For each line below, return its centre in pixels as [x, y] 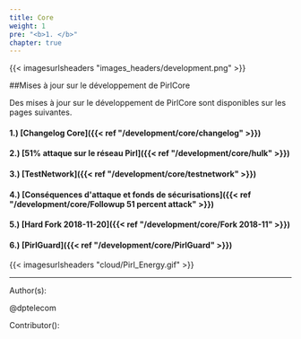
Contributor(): [34, 326]
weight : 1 [28, 26]
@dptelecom [33, 308]
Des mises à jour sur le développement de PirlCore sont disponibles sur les [148, 103]
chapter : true [36, 43]
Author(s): [28, 291]
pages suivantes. [41, 112]
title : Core [31, 17]
